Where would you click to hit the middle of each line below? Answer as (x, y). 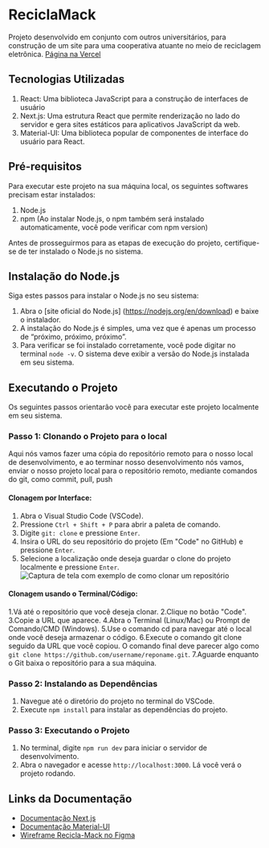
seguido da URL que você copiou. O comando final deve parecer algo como (134, 646)
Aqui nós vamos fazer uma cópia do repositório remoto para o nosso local (131, 454)
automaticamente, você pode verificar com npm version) (114, 227)
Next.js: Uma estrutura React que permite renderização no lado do (130, 116)
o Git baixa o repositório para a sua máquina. (82, 662)
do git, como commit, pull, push (61, 479)
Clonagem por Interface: (50, 498)
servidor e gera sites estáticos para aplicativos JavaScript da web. (130, 124)
